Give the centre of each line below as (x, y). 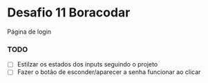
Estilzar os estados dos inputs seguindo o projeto (87, 64)
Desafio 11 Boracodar (69, 13)
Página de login (29, 32)
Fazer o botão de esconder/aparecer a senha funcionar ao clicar (109, 72)
